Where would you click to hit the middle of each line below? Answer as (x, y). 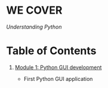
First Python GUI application (58, 78)
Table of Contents (51, 51)
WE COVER (34, 10)
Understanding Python (34, 27)
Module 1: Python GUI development (58, 67)
